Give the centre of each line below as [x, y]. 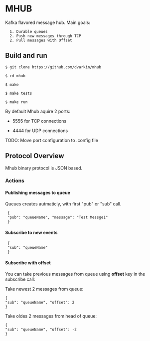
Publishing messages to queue [38, 193]
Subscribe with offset [28, 263]
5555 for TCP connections [39, 121]
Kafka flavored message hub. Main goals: [48, 22]
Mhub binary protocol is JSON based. [44, 168]
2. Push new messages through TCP [45, 36]
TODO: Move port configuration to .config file [52, 140]
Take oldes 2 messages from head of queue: [51, 316]
